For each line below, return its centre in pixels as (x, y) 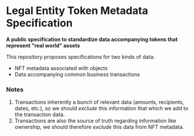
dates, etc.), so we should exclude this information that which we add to (101, 109)
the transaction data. (40, 114)
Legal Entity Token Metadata (77, 11)
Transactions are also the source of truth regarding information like (95, 121)
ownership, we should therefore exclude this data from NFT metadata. (99, 127)
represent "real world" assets (43, 46)
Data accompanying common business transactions (77, 74)
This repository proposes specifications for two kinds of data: (81, 57)
